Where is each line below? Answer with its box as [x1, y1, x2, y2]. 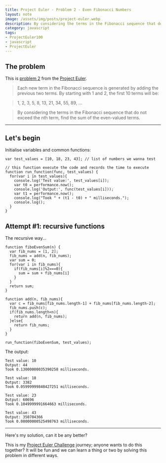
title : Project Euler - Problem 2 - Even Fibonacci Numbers [5, 7, 132, 12]
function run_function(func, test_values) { [5, 169, 98, 175]
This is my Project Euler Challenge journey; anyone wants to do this [5, 442, 142, 448]
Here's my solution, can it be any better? [5, 432, 87, 438]
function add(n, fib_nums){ [5, 297, 63, 302]
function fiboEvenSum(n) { [5, 245, 61, 250]
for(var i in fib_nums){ [9, 262, 61, 267]
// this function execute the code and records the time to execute [5, 165, 149, 170]
